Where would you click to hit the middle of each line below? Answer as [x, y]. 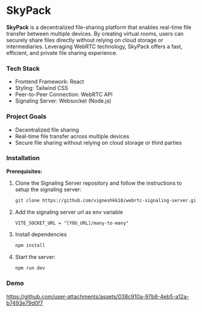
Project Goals [27, 116]
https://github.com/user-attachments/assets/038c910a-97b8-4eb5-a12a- [98, 296]
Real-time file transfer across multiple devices [72, 136]
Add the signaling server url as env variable [69, 212]
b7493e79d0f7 [25, 303]
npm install [30, 245]
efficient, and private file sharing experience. [62, 53]
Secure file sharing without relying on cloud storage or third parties [98, 142]
